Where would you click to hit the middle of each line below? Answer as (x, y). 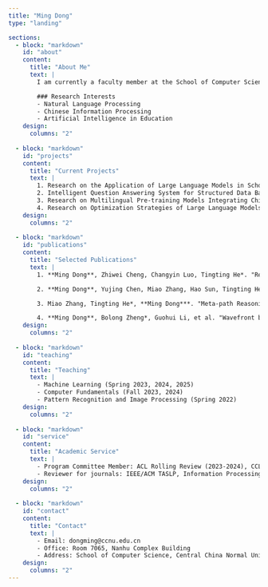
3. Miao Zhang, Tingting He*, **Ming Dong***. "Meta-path (135, 303)
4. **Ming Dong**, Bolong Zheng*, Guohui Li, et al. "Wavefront (146, 318)
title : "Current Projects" (74, 171)
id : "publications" (55, 245)
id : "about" (42, 53)
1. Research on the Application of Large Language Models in (141, 186)
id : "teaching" (48, 355)
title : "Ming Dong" (41, 16)
